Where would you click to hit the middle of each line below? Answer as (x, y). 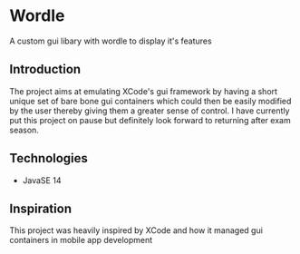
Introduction (45, 69)
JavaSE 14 (42, 180)
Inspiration (41, 208)
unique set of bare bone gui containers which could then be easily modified (150, 101)
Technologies (49, 158)
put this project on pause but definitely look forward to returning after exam (150, 120)
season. (24, 130)
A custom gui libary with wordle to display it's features (111, 41)
